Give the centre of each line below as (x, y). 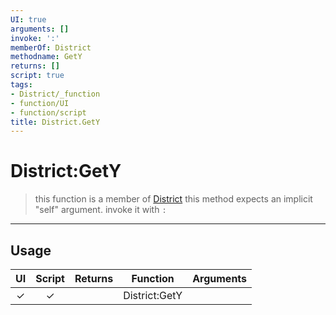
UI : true (28, 19)
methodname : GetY (46, 57)
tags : (21, 85)
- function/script (48, 112)
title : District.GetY (55, 122)
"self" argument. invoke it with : (100, 210)
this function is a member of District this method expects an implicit (173, 199)
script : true (37, 76)
